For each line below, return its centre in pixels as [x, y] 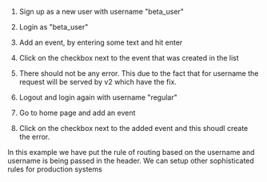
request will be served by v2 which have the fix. [98, 82]
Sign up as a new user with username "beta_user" [102, 12]
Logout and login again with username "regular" [98, 97]
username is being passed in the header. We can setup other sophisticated [131, 160]
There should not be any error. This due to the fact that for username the [139, 73]
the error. [34, 136]
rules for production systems [55, 169]
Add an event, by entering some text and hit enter [101, 42]
